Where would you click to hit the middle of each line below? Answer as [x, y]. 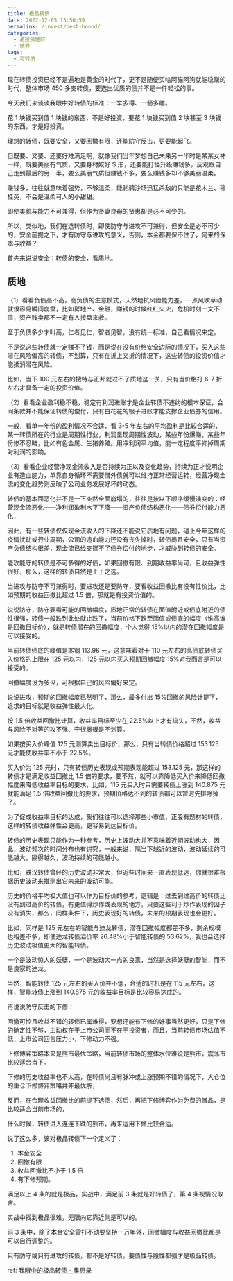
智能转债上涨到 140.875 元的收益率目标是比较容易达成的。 [102, 992]
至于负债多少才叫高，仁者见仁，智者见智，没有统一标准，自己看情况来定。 [113, 332]
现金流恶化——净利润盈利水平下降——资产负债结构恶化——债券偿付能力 [116, 507]
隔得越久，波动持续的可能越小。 [77, 857]
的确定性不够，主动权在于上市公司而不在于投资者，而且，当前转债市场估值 [113, 1030]
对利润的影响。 [28, 452]
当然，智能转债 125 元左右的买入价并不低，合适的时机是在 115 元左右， [108, 983]
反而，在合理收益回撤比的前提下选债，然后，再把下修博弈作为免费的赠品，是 [116, 1100]
